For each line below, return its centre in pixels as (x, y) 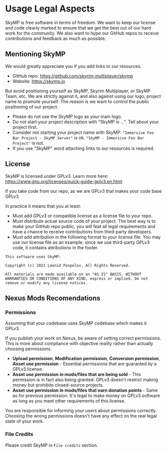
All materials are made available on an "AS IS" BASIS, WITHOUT (73, 274)
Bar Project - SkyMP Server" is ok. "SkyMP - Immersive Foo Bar (78, 137)
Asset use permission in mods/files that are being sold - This (77, 375)
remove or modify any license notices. (47, 283)
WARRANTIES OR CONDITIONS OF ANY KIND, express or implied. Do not (77, 278)
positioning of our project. (32, 107)
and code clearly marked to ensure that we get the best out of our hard (78, 27)
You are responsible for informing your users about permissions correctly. (81, 411)
